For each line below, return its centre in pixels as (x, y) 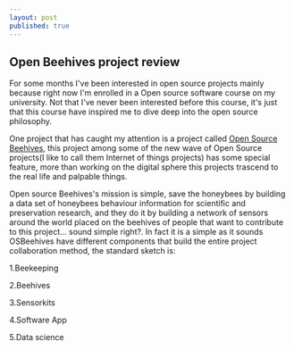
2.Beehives (30, 286)
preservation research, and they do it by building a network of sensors (139, 213)
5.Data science (37, 337)
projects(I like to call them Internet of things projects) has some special (140, 158)
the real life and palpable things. (68, 177)
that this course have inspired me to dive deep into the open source (134, 112)
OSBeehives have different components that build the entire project (133, 241)
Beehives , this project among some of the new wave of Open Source (136, 148)
